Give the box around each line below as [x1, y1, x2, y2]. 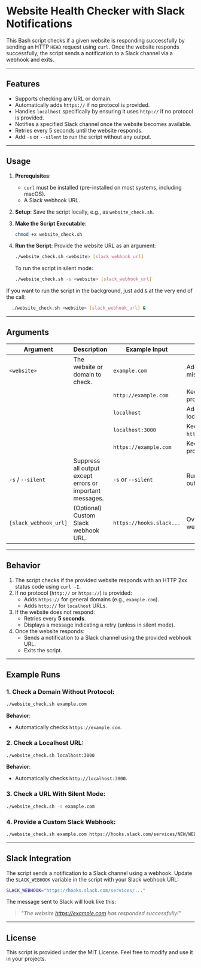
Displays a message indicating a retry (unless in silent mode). [23, 621, 175, 628]
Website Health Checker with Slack [6, 4, 185, 18]
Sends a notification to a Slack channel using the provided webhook [23, 634, 191, 641]
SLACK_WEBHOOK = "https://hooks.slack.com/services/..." [6, 887, 146, 894]
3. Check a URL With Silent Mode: [6, 790, 106, 798]
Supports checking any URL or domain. [14, 95, 112, 102]
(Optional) [73, 504, 102, 512]
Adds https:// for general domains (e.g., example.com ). [23, 595, 160, 603]
